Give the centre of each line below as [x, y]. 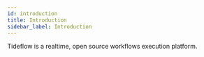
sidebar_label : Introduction [50, 26]
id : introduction [32, 14]
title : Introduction [37, 20]
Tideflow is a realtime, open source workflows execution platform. [102, 47]
